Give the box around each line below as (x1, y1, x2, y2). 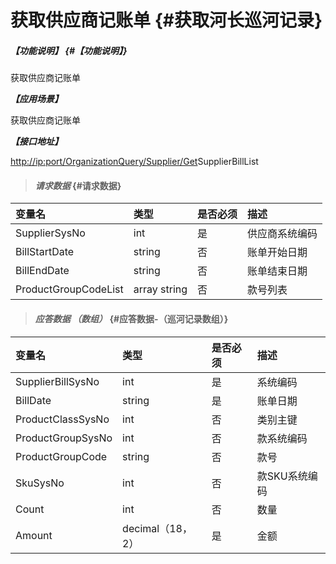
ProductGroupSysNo (15, 431, 113, 445)
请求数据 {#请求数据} (34, 179, 122, 191)
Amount (15, 528, 53, 542)
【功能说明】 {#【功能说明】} (10, 44, 128, 56)
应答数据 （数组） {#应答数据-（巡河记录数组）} (34, 312, 229, 325)
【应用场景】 (10, 93, 63, 105)
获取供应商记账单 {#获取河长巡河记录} (10, 9, 323, 32)
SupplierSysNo (15, 226, 86, 240)
